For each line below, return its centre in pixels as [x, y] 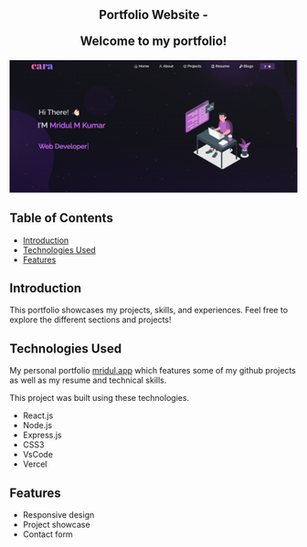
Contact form [48, 534]
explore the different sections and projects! [90, 320]
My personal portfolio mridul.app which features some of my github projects [153, 371]
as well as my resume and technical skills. [88, 380]
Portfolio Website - [153, 15]
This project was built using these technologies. [100, 398]
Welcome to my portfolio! [153, 42]
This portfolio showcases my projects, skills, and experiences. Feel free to [149, 310]
